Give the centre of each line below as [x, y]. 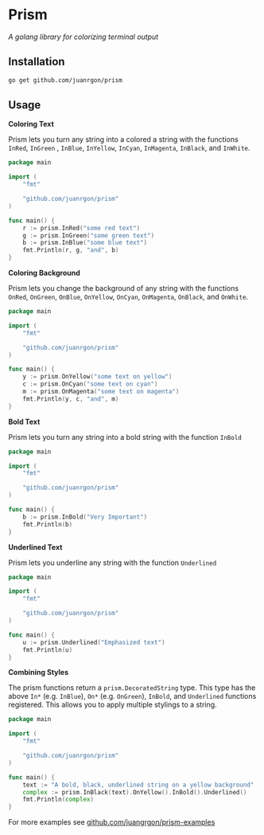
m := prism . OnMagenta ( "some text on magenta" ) [101, 392]
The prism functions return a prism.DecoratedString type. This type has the [132, 688]
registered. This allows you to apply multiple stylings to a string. [113, 705]
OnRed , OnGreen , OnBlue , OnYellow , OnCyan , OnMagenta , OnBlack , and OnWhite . [128, 297]
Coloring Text [31, 124]
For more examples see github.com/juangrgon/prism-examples [112, 822]
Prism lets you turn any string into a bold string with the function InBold [125, 437]
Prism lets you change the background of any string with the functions [124, 288]
